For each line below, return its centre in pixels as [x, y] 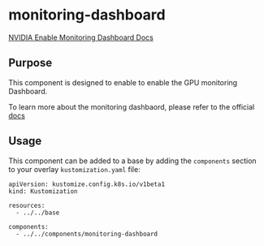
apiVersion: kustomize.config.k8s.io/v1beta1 [87, 184]
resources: [27, 205]
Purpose [30, 63]
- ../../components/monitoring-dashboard [87, 234]
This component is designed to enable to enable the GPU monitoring [123, 82]
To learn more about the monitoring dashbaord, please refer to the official [132, 106]
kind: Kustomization [43, 191]
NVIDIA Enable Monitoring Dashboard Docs [81, 37]
